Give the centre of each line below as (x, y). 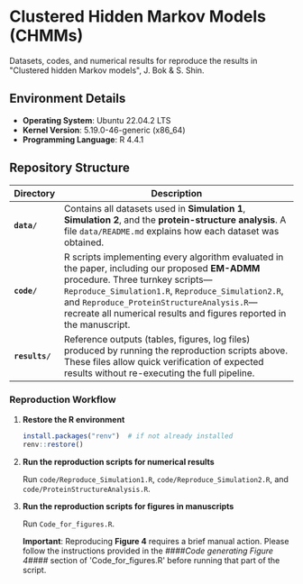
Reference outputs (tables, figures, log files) (157, 339)
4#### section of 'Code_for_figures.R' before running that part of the (151, 560)
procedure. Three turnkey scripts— (138, 279)
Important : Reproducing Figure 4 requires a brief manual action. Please (156, 541)
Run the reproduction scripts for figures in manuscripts (128, 506)
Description (177, 193)
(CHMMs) (46, 36)
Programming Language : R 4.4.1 (83, 139)
